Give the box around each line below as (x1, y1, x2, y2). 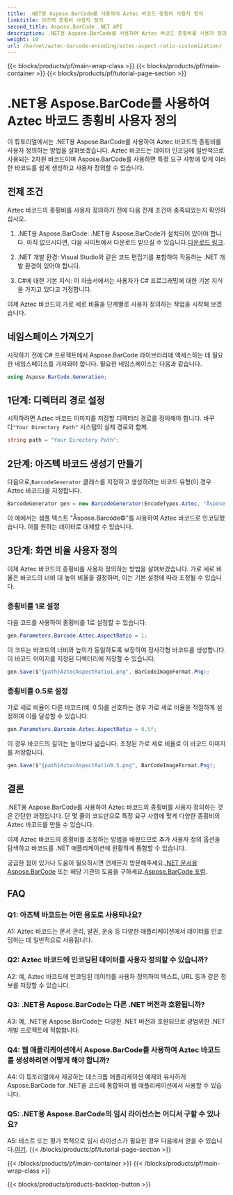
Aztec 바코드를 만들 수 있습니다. (7, 820, 95, 828)
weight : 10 (7, 36, 39, 43)
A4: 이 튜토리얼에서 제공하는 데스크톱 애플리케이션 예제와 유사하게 (7, 1072, 186, 1081)
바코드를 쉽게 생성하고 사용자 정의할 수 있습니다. (14, 163, 145, 171)
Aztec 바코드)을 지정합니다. (7, 486, 82, 495)
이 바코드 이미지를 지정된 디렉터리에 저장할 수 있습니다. (7, 654, 156, 663)
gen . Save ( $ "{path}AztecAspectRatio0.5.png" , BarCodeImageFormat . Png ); (7, 762, 216, 769)
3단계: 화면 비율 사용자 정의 (7, 545, 118, 557)
